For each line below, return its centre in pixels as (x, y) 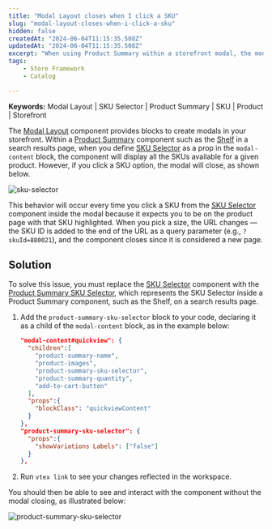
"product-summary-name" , (77, 356)
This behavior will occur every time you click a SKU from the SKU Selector (132, 205)
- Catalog (40, 76)
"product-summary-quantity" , (84, 378)
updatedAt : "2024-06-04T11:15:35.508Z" (76, 46)
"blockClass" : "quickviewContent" (93, 409)
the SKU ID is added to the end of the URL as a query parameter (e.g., (125, 231)
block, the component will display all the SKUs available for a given (147, 156)
